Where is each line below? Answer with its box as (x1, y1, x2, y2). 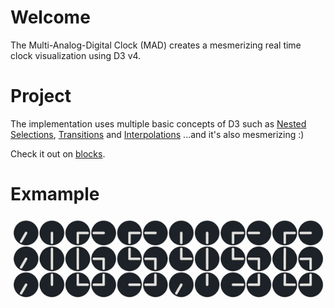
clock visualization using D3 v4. (10, 49, 142, 61)
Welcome (10, 6, 91, 29)
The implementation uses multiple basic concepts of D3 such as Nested (10, 117, 307, 130)
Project (10, 85, 72, 108)
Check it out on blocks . (10, 147, 106, 160)
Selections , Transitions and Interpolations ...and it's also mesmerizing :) (10, 128, 305, 140)
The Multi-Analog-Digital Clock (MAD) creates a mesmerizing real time (10, 39, 302, 51)
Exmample (10, 183, 100, 206)
